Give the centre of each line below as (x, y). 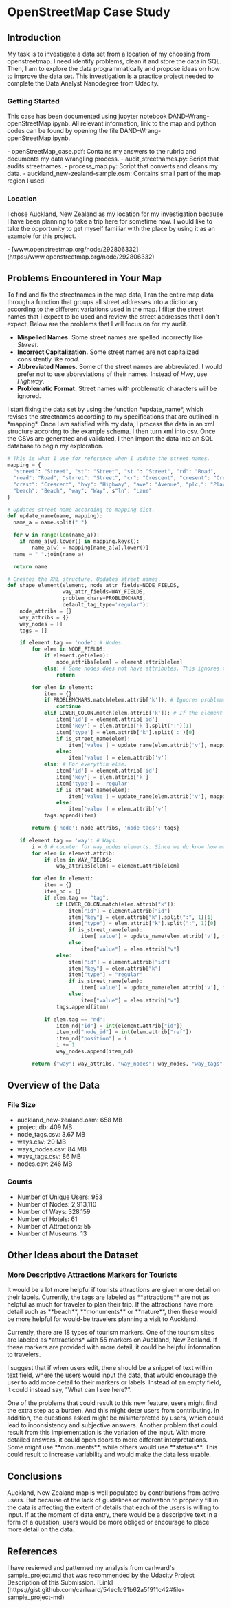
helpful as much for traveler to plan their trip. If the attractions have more (110, 1304)
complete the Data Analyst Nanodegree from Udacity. (83, 83)
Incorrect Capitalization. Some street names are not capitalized (108, 352)
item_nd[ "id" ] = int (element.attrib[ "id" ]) (120, 1026)
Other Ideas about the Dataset (73, 1255)
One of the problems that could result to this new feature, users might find (112, 1403)
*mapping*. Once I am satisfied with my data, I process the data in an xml (111, 424)
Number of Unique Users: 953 (60, 1197)
